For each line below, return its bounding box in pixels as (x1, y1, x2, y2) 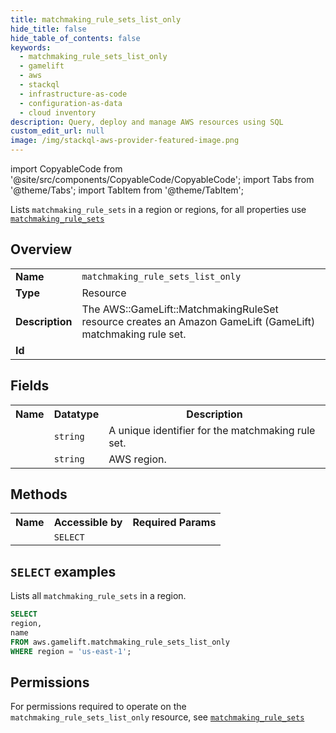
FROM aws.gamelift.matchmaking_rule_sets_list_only (10, 637, 230, 647)
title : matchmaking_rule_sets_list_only (10, 14, 182, 25)
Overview (10, 241, 73, 258)
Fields (10, 377, 50, 395)
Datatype (53, 407, 100, 421)
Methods (10, 486, 68, 503)
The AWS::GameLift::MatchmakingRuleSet (81, 302, 279, 316)
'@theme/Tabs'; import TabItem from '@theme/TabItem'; (10, 184, 244, 196)
